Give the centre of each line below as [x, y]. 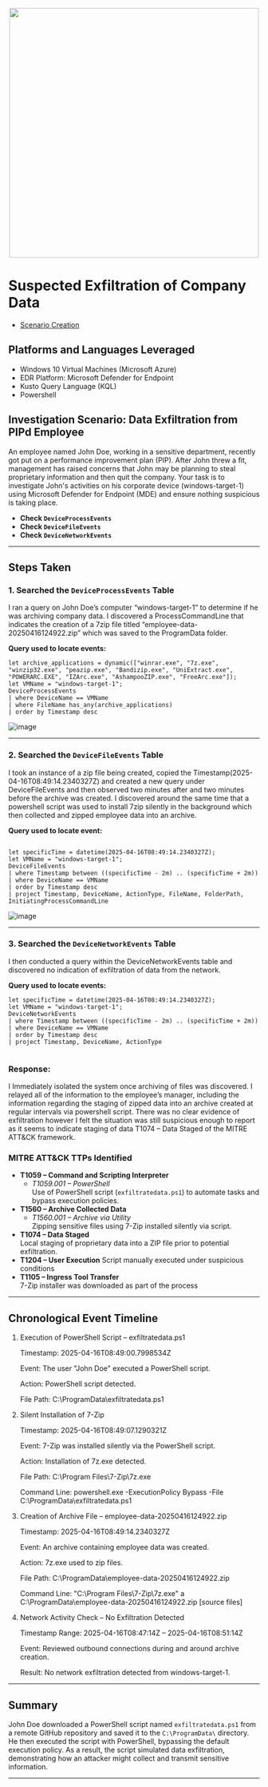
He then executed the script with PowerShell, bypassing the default [119, 1741]
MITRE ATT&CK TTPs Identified [70, 1158]
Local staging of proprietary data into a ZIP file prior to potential [124, 1243]
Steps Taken [40, 567]
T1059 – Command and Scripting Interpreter [94, 1175]
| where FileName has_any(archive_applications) [91, 705]
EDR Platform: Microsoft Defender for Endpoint [97, 377]
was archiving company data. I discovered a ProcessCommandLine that [126, 616]
